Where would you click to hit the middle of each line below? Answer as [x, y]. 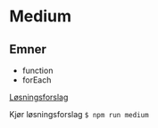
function [37, 70]
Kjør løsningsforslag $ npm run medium [79, 114]
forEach [37, 80]
